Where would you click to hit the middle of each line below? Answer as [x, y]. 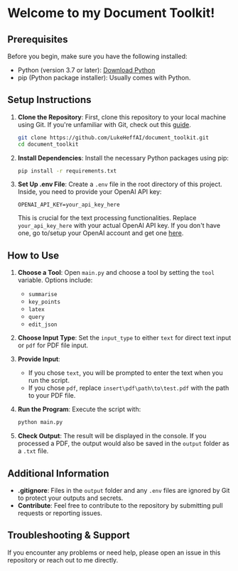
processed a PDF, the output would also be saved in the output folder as [123, 444]
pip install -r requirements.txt [67, 171]
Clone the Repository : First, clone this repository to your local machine [122, 117]
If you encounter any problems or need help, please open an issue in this [114, 553]
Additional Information [58, 473]
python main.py [40, 423]
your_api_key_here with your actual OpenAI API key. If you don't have [119, 226]
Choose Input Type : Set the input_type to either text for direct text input [124, 338]
